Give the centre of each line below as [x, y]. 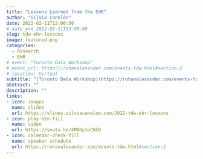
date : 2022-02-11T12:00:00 [40, 23]
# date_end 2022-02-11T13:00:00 [47, 29]
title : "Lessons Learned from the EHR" [56, 12]
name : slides [28, 107]
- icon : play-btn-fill [35, 118]
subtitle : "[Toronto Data [39, 79]
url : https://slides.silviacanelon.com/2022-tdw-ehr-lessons [90, 113]
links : [14, 96]
